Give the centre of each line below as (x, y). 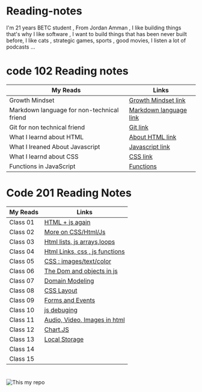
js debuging (61, 310)
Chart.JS (57, 330)
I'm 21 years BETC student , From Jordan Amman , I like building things (94, 28)
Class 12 (22, 330)
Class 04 (22, 252)
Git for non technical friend (47, 127)
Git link (139, 127)
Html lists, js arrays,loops (80, 241)
